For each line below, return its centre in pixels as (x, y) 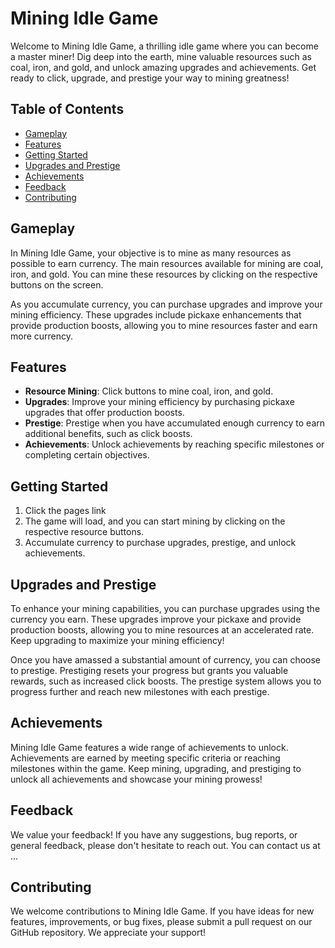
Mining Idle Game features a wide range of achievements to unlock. (149, 747)
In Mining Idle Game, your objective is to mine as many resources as (151, 253)
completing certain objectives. (87, 455)
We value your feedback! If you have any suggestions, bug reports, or (154, 834)
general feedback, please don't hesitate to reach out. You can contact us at (165, 845)
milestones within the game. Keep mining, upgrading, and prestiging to (156, 768)
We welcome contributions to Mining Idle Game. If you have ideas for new (162, 911)
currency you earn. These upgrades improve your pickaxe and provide (156, 619)
